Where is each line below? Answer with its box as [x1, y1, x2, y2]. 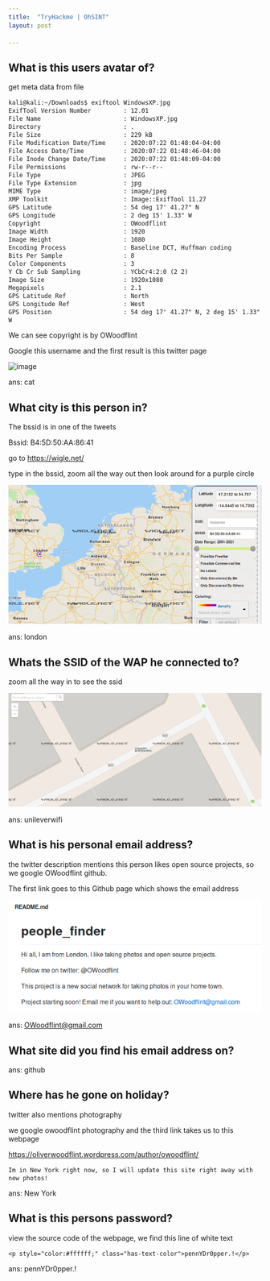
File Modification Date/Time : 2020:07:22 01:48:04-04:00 [8, 139, 221, 147]
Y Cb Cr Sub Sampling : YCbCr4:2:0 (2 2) [8, 268, 189, 276]
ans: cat [8, 377, 35, 387]
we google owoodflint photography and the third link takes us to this [8, 1125, 234, 1135]
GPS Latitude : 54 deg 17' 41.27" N [8, 204, 199, 212]
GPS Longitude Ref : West [8, 301, 146, 309]
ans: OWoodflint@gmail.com [8, 1020, 103, 1030]
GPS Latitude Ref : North [8, 292, 149, 301]
